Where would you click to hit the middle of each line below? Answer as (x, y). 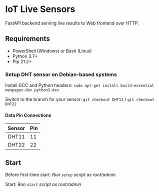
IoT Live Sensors (40, 9)
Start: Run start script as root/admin (43, 184)
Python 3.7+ (25, 56)
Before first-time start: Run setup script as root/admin (60, 175)
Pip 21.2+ (22, 61)
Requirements (27, 39)
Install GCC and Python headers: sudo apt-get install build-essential (80, 85)
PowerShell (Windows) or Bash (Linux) (52, 50)
